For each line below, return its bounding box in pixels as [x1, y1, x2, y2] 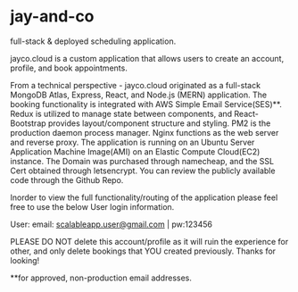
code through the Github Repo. [10, 174, 124, 185]
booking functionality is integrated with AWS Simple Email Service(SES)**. [10, 98, 282, 109]
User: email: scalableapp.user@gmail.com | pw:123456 [10, 219, 213, 229]
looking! [10, 254, 40, 265]
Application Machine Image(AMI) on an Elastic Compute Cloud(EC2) [10, 146, 261, 157]
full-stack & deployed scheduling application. [10, 36, 177, 46]
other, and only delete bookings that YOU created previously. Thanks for [10, 246, 276, 256]
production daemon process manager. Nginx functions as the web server [10, 127, 279, 138]
